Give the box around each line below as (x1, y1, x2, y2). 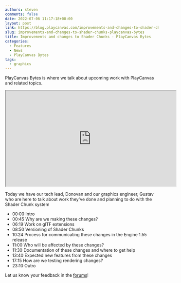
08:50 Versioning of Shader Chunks (12, 226, 84, 232)
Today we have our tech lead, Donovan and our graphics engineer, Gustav (5, 191, 154, 197)
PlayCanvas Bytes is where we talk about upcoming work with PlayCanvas (5, 75, 154, 81)
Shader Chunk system (5, 202, 50, 207)
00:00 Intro (12, 211, 35, 217)
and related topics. (5, 80, 43, 86)
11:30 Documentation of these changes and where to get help (12, 247, 135, 253)
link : (5, 25, 16, 30)
